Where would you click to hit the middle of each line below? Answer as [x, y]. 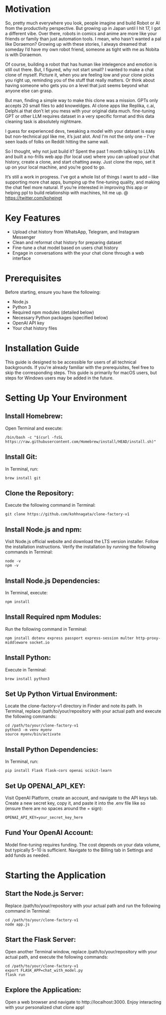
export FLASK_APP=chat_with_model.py [44, 970]
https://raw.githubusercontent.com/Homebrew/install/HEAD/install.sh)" [81, 442]
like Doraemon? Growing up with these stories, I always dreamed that [76, 44]
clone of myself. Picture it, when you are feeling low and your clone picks [80, 75]
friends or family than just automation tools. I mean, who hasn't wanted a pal [83, 39]
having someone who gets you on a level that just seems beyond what [77, 85]
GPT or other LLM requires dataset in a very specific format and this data [80, 116]
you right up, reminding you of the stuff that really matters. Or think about [80, 80]
